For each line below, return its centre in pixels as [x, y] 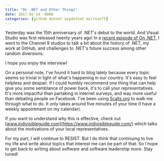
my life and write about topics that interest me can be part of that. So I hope [82, 144]
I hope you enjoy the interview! [36, 63]
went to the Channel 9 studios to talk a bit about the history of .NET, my [77, 43]
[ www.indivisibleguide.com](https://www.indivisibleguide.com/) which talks [81, 124]
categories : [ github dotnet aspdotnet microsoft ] [57, 19]
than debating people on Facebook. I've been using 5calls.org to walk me [79, 99]
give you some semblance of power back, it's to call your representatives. [80, 88]
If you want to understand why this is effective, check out [63, 119]
